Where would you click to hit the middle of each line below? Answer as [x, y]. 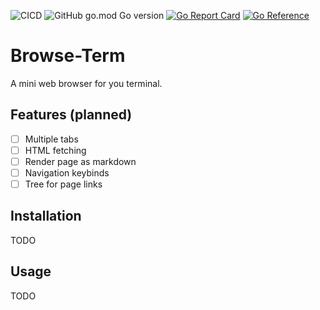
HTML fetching [55, 150]
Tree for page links [63, 184]
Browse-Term [68, 56]
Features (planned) [71, 115]
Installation [46, 216]
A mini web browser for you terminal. [86, 83]
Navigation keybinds [67, 172]
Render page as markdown [80, 161]
